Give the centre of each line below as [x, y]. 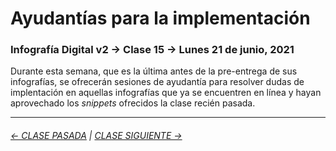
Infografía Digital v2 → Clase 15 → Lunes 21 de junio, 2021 [152, 50]
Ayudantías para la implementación [160, 18]
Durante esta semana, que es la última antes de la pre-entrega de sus [154, 71]
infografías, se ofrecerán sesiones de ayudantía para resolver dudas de [157, 82]
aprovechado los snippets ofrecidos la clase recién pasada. [133, 103]
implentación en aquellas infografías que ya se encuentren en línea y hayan [166, 93]
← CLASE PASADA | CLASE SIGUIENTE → [96, 136]
